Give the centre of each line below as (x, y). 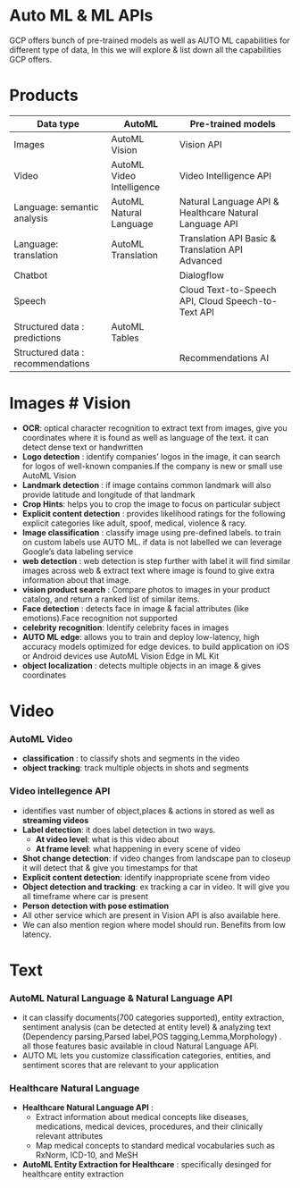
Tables (125, 338)
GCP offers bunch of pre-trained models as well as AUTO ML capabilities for (150, 40)
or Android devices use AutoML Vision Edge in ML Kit (121, 656)
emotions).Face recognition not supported (100, 618)
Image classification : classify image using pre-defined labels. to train (151, 532)
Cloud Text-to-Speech (228, 290)
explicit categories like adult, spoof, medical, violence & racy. (134, 523)
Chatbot (30, 275)
